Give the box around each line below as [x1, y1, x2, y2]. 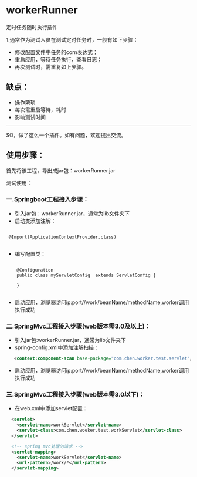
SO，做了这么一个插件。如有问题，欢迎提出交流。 [6, 131, 127, 138]
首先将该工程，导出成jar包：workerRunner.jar [6, 167, 116, 174]
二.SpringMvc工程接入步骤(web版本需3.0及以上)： [6, 322, 151, 330]
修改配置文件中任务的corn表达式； [14, 48, 98, 56]
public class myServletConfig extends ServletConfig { [16, 272, 157, 278]
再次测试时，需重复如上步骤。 [14, 63, 87, 70]
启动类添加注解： [14, 217, 56, 224]
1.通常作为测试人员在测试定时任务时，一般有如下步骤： [6, 36, 138, 43]
